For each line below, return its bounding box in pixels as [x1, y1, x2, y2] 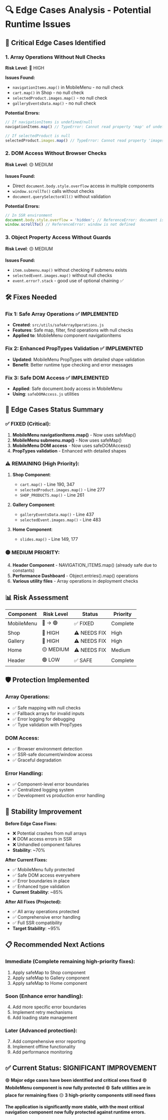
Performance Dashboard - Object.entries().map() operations [12, 573, 138, 579]
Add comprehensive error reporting [12, 1038, 86, 1044]
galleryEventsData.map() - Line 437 [19, 511, 94, 517]
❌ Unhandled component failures [12, 842, 81, 848]
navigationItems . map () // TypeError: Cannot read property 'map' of [5, 124, 151, 129]
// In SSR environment [5, 213, 52, 218]
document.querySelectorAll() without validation [12, 193, 111, 199]
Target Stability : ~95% [12, 925, 60, 932]
